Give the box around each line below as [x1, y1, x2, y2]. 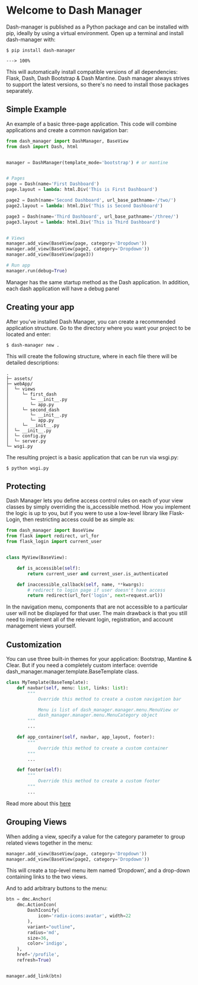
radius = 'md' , [27, 929, 60, 936]
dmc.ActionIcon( [17, 902, 58, 908]
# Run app [6, 262, 31, 268]
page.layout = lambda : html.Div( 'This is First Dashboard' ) [6, 187, 158, 193]
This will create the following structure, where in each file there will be [6, 352, 178, 360]
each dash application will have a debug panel [6, 285, 120, 292]
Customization [6, 639, 62, 650]
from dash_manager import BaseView [6, 528, 94, 534]
